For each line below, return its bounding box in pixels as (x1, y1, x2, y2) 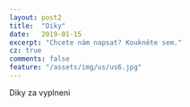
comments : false (9, 54, 70, 63)
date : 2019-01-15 (9, 29, 82, 38)
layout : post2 (9, 12, 63, 22)
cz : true (9, 46, 42, 55)
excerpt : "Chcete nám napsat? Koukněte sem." (9, 37, 182, 47)
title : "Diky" (9, 21, 66, 30)
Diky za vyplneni (9, 86, 71, 98)
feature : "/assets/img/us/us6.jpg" (9, 63, 142, 72)
